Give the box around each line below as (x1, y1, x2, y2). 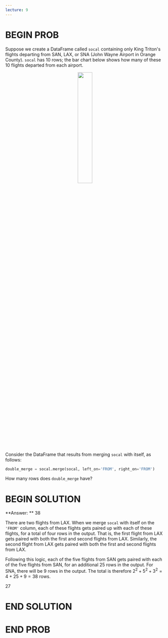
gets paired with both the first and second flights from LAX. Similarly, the (5, 536, 157, 542)
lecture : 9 (5, 7, 28, 13)
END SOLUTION (5, 601, 72, 612)
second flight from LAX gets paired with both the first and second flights (5, 541, 156, 548)
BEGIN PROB (5, 29, 59, 40)
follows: (5, 457, 22, 463)
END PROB (5, 624, 51, 635)
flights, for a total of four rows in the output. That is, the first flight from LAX (5, 530, 163, 536)
